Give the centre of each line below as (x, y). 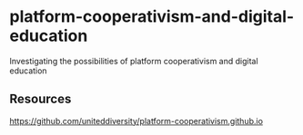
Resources (40, 99)
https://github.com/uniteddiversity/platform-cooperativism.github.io (136, 121)
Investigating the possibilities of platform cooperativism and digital (134, 61)
